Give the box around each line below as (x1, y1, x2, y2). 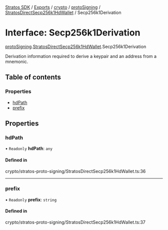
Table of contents (5, 73, 61, 81)
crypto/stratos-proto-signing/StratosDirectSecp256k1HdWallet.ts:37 (5, 219, 146, 225)
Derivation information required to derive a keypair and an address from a (5, 53, 156, 59)
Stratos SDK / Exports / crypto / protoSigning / (5, 4, 101, 10)
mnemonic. (5, 58, 28, 64)
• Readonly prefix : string (5, 196, 57, 202)
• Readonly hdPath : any (5, 145, 52, 151)
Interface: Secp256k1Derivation (5, 27, 140, 38)
